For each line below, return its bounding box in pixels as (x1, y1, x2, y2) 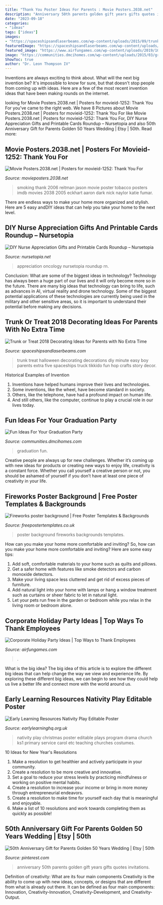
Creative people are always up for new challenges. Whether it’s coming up (5, 457, 154, 463)
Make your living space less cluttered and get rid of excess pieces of (12, 576, 150, 583)
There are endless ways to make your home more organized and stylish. (5, 199, 149, 205)
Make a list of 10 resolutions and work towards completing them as (12, 805, 146, 811)
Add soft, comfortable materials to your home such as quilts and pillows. (12, 561, 157, 567)
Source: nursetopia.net (5, 254, 51, 259)
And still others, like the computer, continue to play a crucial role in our (12, 397, 153, 403)
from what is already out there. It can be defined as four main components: (5, 884, 155, 890)
